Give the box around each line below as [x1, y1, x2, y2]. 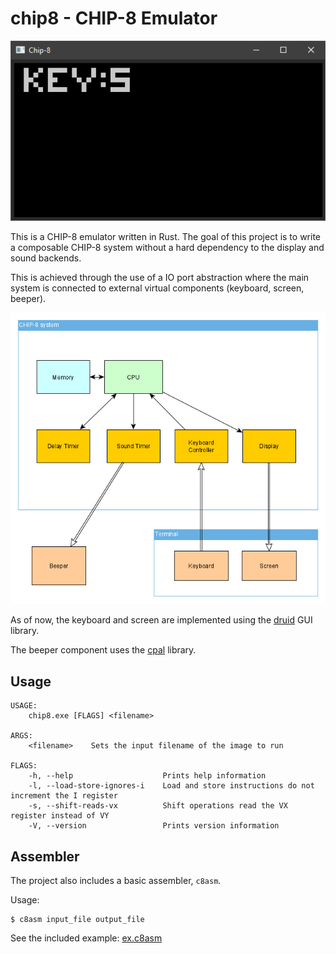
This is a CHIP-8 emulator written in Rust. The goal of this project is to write [10, 231, 322, 243]
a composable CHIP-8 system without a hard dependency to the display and [10, 242, 325, 254]
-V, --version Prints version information [28, 821, 280, 831]
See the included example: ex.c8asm [10, 932, 163, 944]
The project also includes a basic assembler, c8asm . [10, 874, 222, 886]
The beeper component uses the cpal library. [10, 644, 197, 656]
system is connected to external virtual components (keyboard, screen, [10, 282, 305, 294]
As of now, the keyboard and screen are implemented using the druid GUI [10, 614, 313, 626]
